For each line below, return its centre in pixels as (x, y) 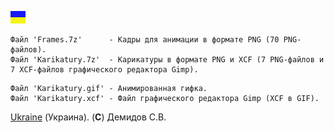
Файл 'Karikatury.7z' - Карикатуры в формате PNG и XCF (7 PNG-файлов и (167, 60)
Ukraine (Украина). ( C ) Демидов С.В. (88, 117)
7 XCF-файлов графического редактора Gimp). (104, 70)
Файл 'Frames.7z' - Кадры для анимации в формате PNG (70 (145, 40)
